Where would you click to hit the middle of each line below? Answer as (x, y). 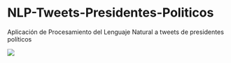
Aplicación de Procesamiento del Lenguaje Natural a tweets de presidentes (115, 32)
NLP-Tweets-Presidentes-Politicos (111, 13)
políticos (20, 39)
